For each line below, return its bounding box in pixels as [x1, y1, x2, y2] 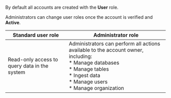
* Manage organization [68, 85, 125, 91]
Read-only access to [8, 56, 59, 63]
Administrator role [93, 31, 139, 39]
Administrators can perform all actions [68, 40, 160, 47]
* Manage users [68, 78, 108, 85]
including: [68, 53, 93, 60]
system [8, 69, 25, 76]
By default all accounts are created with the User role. [5, 5, 119, 10]
